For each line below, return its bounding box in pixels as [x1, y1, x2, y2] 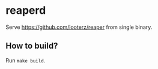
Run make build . [5, 56, 46, 64]
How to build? [5, 41, 58, 51]
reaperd [5, 4, 46, 17]
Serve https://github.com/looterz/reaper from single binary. [5, 23, 153, 31]
